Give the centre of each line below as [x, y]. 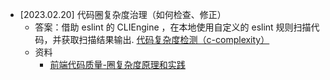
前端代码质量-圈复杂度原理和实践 [117, 64]
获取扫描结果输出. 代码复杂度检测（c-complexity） [165, 39]
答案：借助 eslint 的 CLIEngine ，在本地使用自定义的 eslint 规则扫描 [173, 27]
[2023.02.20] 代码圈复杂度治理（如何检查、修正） [123, 14]
